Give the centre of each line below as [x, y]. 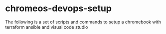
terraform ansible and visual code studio [47, 27]
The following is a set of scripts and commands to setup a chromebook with [83, 22]
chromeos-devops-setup [59, 8]
